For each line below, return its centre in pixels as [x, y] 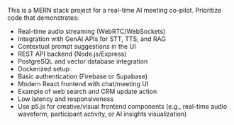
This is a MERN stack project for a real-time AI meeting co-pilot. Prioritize [115, 10]
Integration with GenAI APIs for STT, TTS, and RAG [92, 39]
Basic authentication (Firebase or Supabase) [83, 76]
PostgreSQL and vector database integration [83, 61]
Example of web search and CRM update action [87, 91]
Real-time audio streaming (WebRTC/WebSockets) [91, 31]
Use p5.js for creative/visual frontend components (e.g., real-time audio [122, 106]
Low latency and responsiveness [66, 99]
